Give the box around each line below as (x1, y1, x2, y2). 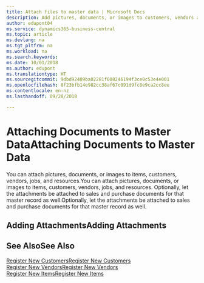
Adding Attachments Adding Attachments (6, 221, 167, 231)
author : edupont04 (6, 20, 53, 26)
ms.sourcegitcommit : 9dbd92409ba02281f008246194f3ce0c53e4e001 (6, 76, 170, 82)
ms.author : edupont (6, 65, 56, 72)
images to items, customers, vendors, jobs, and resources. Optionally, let (6, 183, 189, 191)
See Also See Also (6, 241, 75, 251)
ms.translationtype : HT (6, 71, 67, 77)
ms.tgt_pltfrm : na (6, 43, 53, 49)
